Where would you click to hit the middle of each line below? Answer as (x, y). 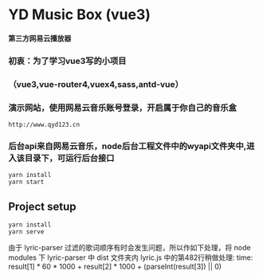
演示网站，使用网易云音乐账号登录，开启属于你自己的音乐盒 (123, 108)
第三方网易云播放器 (40, 38)
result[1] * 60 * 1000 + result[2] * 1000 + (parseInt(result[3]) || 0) (115, 267)
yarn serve (26, 232)
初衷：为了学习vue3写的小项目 (67, 61)
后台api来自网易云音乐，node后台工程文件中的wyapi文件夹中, (128, 146)
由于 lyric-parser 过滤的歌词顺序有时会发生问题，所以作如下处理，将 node (130, 248)
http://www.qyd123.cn (44, 124)
